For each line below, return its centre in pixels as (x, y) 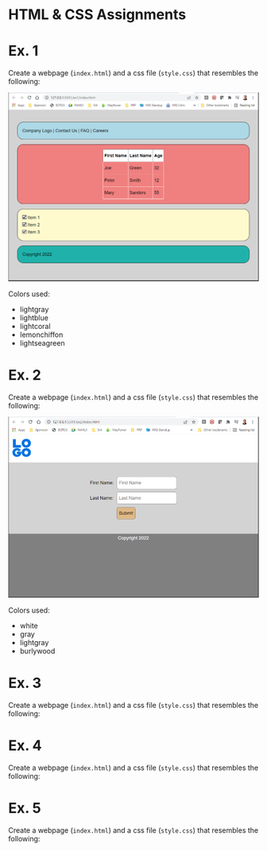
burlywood (37, 651)
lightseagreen (42, 342)
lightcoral (35, 326)
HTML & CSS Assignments (97, 15)
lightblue (34, 317)
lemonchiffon (41, 335)
